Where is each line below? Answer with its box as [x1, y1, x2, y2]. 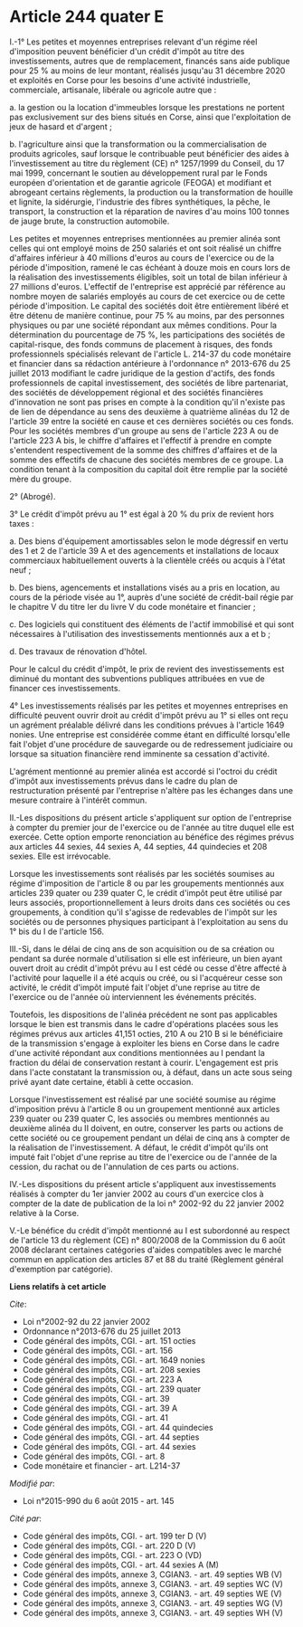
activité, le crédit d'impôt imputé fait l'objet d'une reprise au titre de [9, 982, 260, 993]
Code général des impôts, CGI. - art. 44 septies [22, 1432, 200, 1442]
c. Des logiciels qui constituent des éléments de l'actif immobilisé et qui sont [9, 618, 295, 630]
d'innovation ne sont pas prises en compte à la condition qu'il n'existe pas [9, 396, 286, 407]
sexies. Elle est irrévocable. [9, 851, 111, 861]
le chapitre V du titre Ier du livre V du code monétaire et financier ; [9, 601, 256, 612]
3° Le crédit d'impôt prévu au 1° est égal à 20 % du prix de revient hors [9, 509, 274, 519]
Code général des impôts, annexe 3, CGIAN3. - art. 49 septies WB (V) [22, 1568, 283, 1580]
